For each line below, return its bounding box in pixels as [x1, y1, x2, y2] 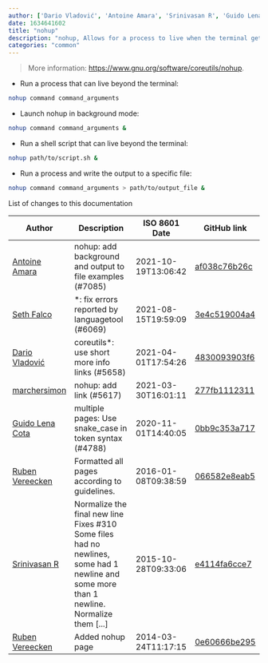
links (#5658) [74, 367, 126, 378]
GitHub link [203, 222, 247, 233]
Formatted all [74, 455, 124, 466]
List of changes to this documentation [8, 198, 133, 208]
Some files [74, 528, 114, 539]
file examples [74, 271, 124, 282]
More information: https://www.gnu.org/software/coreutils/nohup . [27, 63, 245, 73]
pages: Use [74, 412, 117, 423]
